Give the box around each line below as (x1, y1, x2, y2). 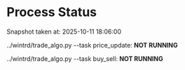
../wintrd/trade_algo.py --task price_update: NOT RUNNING (6, 41, 178, 49)
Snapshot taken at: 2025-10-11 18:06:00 (6, 27, 122, 36)
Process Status (6, 4, 97, 20)
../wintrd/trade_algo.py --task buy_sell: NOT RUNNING (6, 54, 163, 63)
